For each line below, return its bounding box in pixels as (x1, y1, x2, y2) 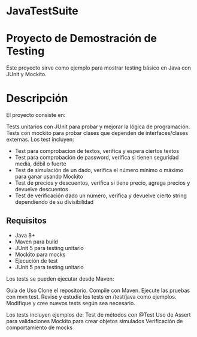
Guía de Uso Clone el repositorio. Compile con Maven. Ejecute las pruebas (6, 287, 190, 294)
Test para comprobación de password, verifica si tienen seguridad (14, 154, 179, 161)
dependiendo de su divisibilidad (14, 198, 94, 206)
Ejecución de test (14, 257, 58, 264)
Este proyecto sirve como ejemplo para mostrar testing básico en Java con (6, 64, 192, 71)
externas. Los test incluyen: (6, 136, 74, 143)
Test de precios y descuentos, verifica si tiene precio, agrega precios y (14, 179, 190, 186)
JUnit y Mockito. (6, 71, 47, 78)
